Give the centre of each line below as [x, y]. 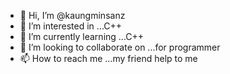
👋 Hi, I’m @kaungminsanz [72, 15]
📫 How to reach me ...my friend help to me [108, 58]
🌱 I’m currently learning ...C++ [82, 36]
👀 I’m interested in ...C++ [71, 26]
